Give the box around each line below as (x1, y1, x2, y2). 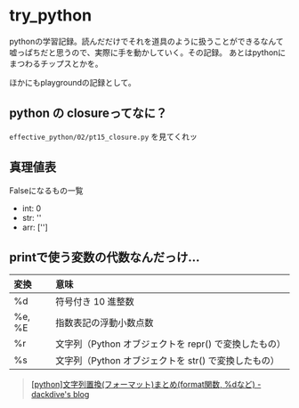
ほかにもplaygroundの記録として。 (9, 77, 136, 87)
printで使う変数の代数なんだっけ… (9, 249, 200, 265)
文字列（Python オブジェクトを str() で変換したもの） (54, 355, 280, 367)
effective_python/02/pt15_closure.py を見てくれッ (9, 131, 198, 142)
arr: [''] (21, 222, 48, 233)
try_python (9, 5, 92, 26)
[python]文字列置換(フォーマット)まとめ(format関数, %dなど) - (30, 379, 262, 390)
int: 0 (21, 202, 42, 214)
